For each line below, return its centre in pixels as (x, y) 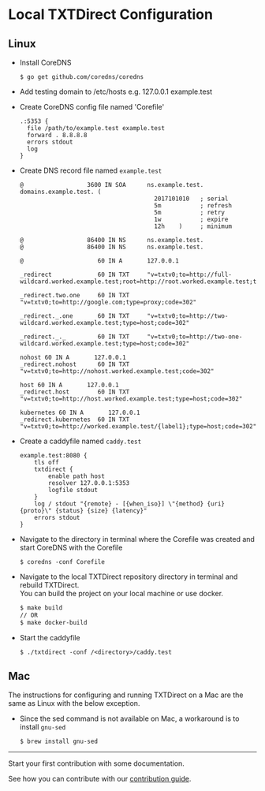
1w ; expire (191, 219)
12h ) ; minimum (193, 226)
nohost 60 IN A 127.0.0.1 (73, 357)
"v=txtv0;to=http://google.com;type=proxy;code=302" (108, 302)
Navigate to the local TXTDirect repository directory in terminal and (129, 576)
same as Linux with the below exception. (74, 703)
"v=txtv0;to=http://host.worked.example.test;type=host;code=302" (131, 399)
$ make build (41, 608)
